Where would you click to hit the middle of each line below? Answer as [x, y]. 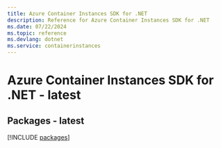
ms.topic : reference [37, 33]
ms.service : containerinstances [54, 46]
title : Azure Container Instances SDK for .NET [77, 14]
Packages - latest [46, 121]
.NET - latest [44, 95]
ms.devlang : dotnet [35, 40]
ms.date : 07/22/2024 [37, 26]
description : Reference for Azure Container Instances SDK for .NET [108, 20]
